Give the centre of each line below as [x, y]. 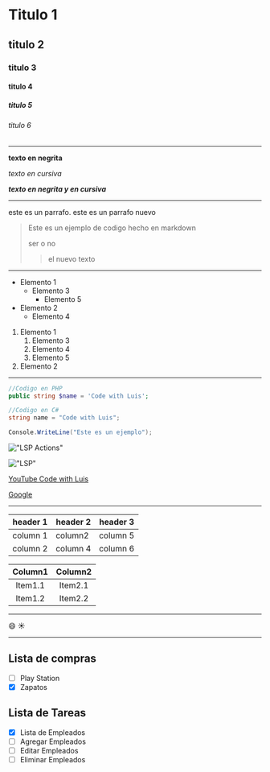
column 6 [117, 549]
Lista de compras [52, 659]
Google [20, 495]
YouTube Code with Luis [49, 479]
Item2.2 [74, 599]
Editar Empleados [49, 750]
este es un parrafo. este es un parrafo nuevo [82, 212]
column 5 [117, 535]
